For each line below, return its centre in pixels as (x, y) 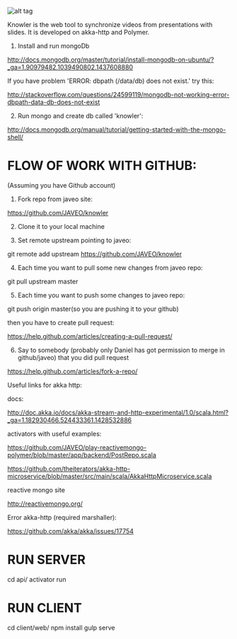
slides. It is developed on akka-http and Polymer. (79, 32)
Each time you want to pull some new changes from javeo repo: (110, 267)
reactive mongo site (36, 490)
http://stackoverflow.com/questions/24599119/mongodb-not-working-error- (118, 95)
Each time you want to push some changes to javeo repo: (101, 295)
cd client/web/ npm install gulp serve (61, 628)
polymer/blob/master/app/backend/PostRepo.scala (82, 455)
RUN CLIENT (45, 608)
